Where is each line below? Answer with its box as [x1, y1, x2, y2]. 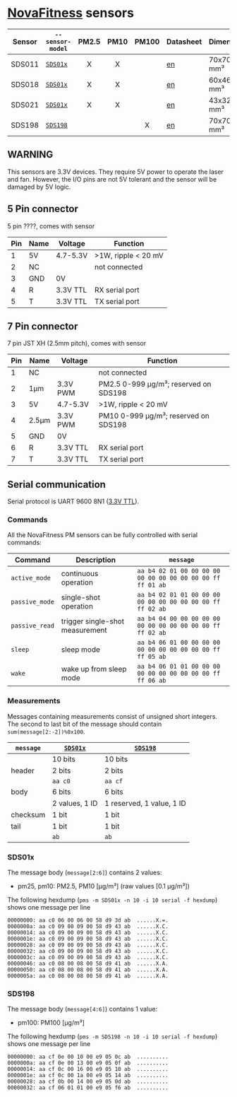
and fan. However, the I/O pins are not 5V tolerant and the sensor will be [7, 175, 217, 183]
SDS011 [11, 59, 39, 69]
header [11, 765, 35, 775]
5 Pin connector [7, 203, 79, 215]
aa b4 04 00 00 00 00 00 [137, 615, 221, 623]
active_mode [11, 574, 51, 582]
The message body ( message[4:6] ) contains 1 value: [7, 1005, 157, 1014]
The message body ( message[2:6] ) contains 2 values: [7, 868, 162, 877]
